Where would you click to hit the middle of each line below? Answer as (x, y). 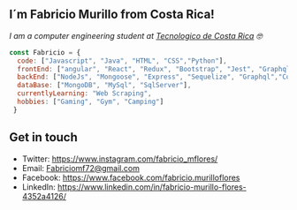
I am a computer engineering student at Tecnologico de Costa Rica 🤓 (136, 35)
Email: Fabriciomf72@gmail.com (80, 168)
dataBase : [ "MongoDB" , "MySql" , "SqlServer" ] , (104, 86)
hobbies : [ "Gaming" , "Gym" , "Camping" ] (91, 102)
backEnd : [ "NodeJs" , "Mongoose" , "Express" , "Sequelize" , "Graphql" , (148, 77)
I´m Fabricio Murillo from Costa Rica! (112, 15)
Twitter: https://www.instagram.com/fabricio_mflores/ (120, 159)
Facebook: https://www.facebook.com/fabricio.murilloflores (131, 177)
